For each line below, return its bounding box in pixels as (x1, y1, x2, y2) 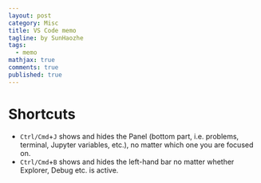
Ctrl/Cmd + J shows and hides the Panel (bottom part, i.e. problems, (19, 131, 239, 141)
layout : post (8, 11, 52, 20)
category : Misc (8, 19, 59, 27)
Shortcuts (8, 105, 76, 123)
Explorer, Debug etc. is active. (19, 165, 119, 175)
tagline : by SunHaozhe (8, 33, 84, 42)
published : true (8, 71, 62, 79)
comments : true (8, 64, 59, 72)
